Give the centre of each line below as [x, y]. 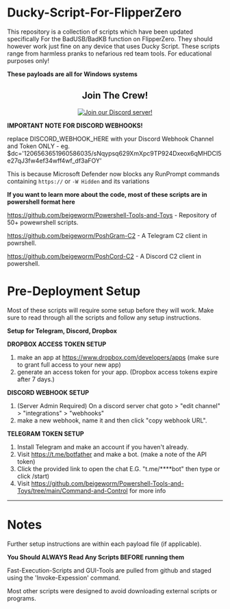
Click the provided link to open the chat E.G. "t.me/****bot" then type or [118, 468]
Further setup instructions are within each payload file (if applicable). [104, 544]
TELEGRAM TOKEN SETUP [46, 433]
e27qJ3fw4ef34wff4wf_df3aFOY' [54, 160]
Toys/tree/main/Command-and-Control [72, 490]
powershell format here [41, 202]
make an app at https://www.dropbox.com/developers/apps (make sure [118, 357]
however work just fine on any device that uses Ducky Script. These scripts [114, 46]
